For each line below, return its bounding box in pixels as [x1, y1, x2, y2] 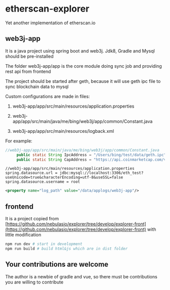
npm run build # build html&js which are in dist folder [5, 246, 128, 251]
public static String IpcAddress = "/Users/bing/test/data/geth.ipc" [16, 152, 166, 157]
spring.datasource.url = [5, 170, 58, 176]
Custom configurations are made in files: [5, 93, 90, 99]
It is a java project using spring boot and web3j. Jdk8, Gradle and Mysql [5, 47, 155, 54]
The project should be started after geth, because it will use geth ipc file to [5, 78, 161, 84]
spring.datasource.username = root [5, 179, 80, 184]
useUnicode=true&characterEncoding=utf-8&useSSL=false [5, 175, 123, 180]
